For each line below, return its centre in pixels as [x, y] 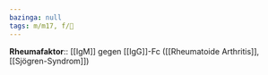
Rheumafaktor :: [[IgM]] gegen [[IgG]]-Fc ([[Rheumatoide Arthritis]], [134, 51]
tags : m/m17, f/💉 [42, 26]
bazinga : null [36, 17]
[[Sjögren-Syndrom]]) [49, 61]
